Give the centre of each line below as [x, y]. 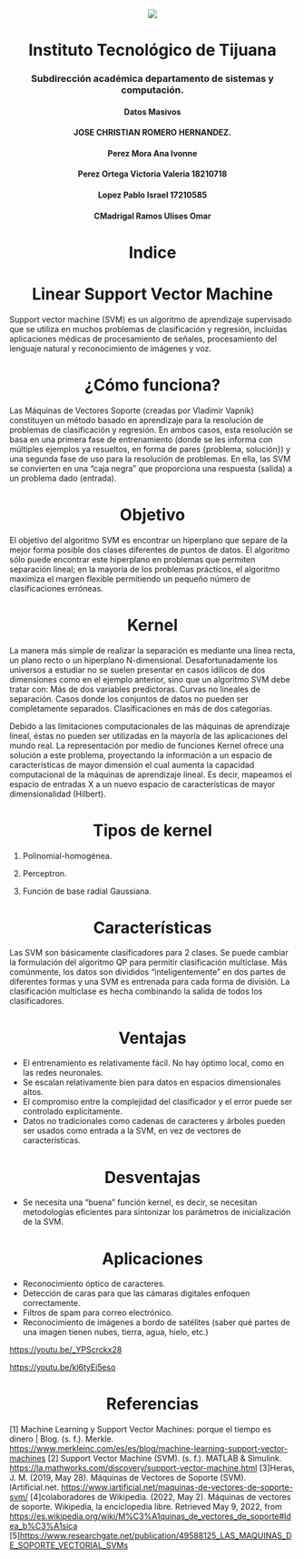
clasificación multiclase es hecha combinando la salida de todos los [136, 991]
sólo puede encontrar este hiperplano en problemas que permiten [132, 559]
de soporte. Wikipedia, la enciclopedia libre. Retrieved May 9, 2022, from [146, 1507]
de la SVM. [43, 1222]
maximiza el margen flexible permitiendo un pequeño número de [130, 579]
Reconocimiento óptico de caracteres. [94, 1284]
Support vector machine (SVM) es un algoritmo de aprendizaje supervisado [151, 319]
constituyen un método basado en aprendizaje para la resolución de [137, 420]
